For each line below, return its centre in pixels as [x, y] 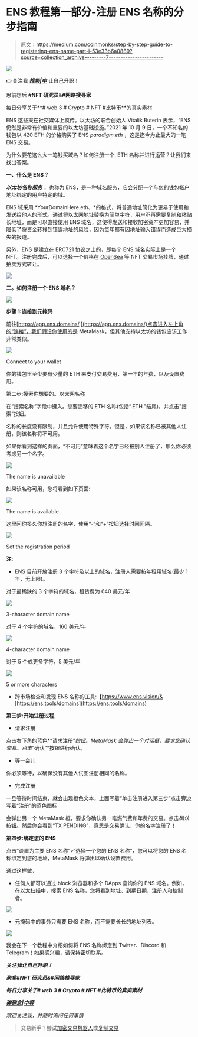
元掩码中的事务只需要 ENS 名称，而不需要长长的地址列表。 [86, 921]
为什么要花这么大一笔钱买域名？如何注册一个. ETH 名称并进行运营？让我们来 [99, 155]
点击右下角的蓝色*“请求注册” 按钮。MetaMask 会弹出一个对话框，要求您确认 [98, 740]
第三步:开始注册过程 [30, 715]
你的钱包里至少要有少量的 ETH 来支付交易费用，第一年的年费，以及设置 [93, 373]
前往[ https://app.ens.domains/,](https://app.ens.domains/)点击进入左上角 [95, 324]
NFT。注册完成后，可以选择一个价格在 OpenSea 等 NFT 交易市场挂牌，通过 [98, 256]
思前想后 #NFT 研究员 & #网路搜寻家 [49, 95]
